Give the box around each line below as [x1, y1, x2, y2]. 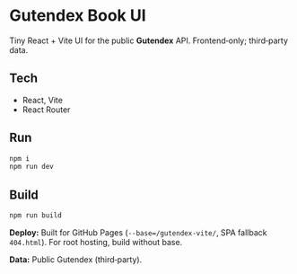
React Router [22, 104, 71, 115]
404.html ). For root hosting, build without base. [9, 237, 183, 247]
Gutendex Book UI [9, 5, 146, 26]
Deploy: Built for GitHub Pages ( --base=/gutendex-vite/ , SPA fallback [9, 227, 267, 238]
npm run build [9, 211, 63, 220]
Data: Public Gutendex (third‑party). [9, 254, 143, 265]
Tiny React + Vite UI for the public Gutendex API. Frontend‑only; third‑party [9, 35, 289, 46]
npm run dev [9, 163, 54, 172]
